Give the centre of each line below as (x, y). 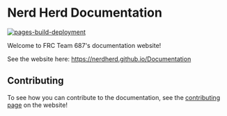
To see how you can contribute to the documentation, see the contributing (114, 97)
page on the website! (38, 105)
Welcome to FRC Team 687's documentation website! (84, 45)
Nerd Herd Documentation (85, 13)
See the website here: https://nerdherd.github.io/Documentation (99, 59)
